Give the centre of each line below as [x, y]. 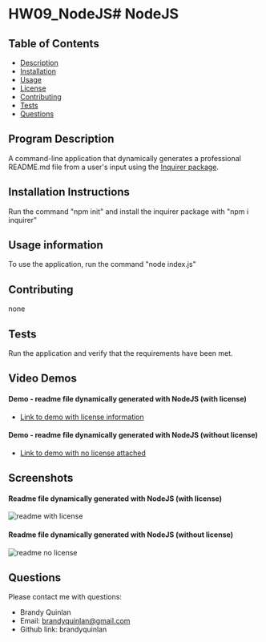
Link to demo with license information [82, 417]
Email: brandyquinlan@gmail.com [75, 621]
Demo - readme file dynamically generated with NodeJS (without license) [133, 435]
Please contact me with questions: [65, 597]
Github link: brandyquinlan [63, 629]
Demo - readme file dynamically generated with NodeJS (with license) [127, 399]
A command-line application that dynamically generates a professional [125, 158]
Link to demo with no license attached [83, 453]
